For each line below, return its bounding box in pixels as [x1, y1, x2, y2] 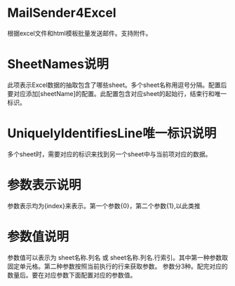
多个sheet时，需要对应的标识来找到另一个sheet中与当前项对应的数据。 [7, 149, 212, 158]
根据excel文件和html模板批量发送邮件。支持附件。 [7, 29, 152, 37]
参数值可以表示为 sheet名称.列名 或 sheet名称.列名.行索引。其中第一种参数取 [7, 253, 229, 261]
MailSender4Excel [7, 5, 117, 21]
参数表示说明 [7, 177, 82, 193]
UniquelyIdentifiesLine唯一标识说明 [7, 125, 217, 142]
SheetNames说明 [7, 56, 109, 72]
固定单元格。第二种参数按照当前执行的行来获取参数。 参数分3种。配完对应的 [7, 261, 228, 271]
